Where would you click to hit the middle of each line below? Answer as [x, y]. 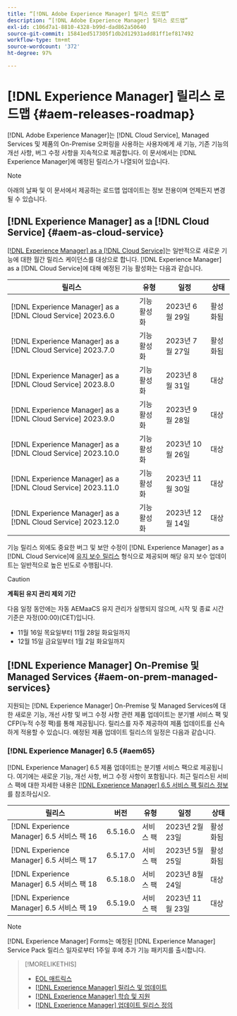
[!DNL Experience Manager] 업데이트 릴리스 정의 [104, 1005]
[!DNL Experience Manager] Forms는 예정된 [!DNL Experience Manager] [111, 941]
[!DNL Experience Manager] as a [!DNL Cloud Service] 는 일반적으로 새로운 [114, 250]
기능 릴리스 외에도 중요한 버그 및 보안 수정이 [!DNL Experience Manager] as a [116, 547]
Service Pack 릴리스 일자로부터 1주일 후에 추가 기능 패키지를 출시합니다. [107, 950]
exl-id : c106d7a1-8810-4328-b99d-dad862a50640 [77, 27]
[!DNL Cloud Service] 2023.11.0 [65, 488]
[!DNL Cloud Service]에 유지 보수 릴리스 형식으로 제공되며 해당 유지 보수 [108, 556]
